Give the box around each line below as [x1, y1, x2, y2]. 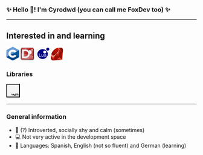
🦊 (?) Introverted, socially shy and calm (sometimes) [14, 126, 145, 133]
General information [6, 113, 66, 121]
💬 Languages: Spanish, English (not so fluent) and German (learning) [14, 142, 187, 149]
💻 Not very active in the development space [14, 133, 126, 141]
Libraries [6, 70, 33, 78]
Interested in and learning [6, 30, 106, 41]
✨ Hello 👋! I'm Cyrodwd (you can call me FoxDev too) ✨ [6, 5, 170, 14]
